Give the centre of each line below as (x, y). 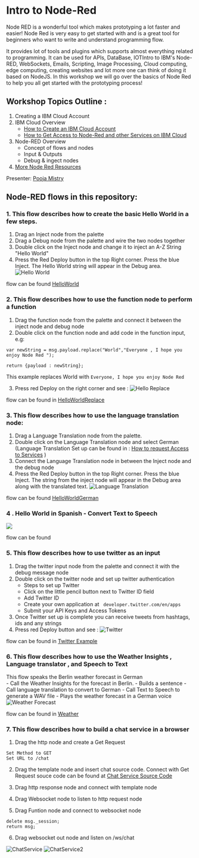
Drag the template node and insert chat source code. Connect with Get (102, 770)
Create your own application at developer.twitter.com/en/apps (102, 604)
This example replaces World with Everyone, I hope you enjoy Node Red (95, 376)
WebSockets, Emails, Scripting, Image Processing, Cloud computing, (103, 64)
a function (21, 307)
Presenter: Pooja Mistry (35, 178)
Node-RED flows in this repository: (72, 197)
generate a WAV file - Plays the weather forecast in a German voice (89, 696)
